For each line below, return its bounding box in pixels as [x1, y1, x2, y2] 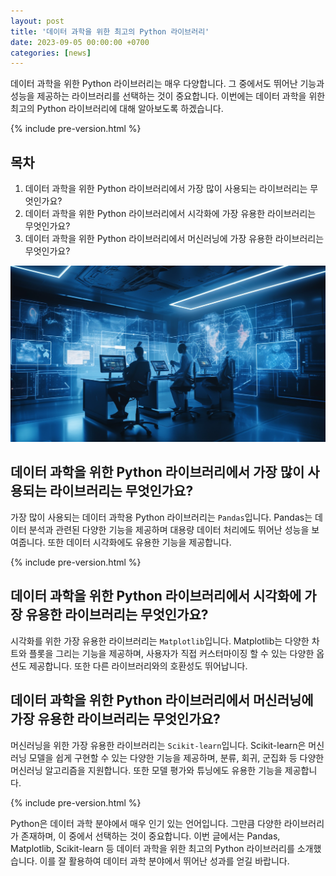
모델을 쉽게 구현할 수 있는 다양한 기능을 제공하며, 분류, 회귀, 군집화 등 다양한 [28, 751, 325, 764]
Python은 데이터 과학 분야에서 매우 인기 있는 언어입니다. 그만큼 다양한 [10, 817, 282, 829]
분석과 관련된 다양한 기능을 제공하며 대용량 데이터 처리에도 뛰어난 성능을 [28, 523, 310, 535]
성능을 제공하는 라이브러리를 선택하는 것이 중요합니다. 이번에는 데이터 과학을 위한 [10, 90, 326, 102]
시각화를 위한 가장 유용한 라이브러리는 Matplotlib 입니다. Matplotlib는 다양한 [10, 635, 310, 647]
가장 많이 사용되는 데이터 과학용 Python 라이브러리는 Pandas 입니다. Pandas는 [10, 511, 313, 523]
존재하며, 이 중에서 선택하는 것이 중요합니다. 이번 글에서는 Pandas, [20, 830, 281, 842]
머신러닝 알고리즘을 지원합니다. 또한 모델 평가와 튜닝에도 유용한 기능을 [10, 764, 283, 776]
